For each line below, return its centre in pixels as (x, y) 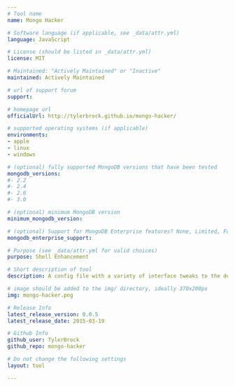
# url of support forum (42, 90)
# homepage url (29, 109)
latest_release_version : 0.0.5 (53, 314)
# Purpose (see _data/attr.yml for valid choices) (83, 250)
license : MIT (26, 59)
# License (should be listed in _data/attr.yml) (79, 52)
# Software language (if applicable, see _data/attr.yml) (93, 33)
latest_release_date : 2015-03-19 (56, 321)
